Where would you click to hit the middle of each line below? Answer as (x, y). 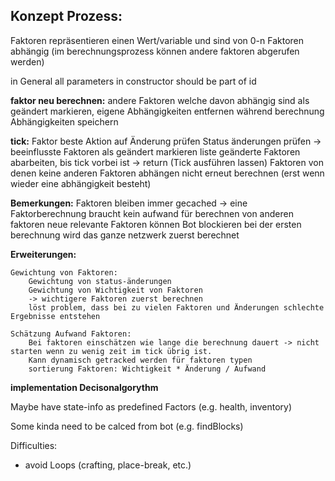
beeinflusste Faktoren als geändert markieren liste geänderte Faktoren (155, 151)
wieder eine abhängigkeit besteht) (81, 183)
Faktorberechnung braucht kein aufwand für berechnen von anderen (152, 213)
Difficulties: (34, 445)
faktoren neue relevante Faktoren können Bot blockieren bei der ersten (156, 224)
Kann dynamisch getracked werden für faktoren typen (140, 360)
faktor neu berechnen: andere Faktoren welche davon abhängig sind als (160, 100)
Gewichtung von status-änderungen (100, 281)
